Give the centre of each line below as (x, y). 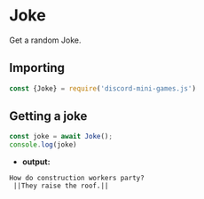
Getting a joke (48, 116)
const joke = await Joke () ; (61, 137)
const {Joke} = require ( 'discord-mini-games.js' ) (103, 88)
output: (36, 162)
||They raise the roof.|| (61, 186)
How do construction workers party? (77, 179)
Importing (37, 68)
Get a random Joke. (45, 40)
